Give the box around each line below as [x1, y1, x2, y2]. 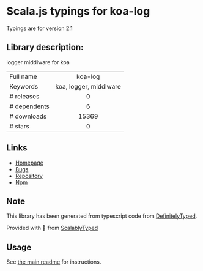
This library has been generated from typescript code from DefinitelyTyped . [6, 212, 197, 220]
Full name [9, 72, 38, 81]
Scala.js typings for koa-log [6, 4, 150, 18]
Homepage [15, 159, 44, 166]
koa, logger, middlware [55, 82, 121, 91]
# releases [9, 92, 40, 100]
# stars [9, 122, 29, 130]
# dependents [9, 102, 50, 111]
